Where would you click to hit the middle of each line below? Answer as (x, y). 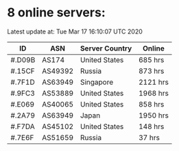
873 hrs (151, 71)
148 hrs (151, 126)
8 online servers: (56, 13)
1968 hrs (154, 93)
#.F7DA (23, 126)
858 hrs (151, 104)
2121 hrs (154, 82)
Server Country (106, 48)
